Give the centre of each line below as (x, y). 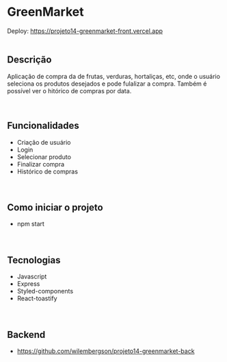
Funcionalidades (43, 126)
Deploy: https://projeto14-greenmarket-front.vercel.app (85, 31)
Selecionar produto (44, 157)
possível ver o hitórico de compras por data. (69, 90)
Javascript (32, 277)
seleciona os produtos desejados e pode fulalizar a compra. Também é (107, 84)
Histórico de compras (48, 171)
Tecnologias (34, 260)
